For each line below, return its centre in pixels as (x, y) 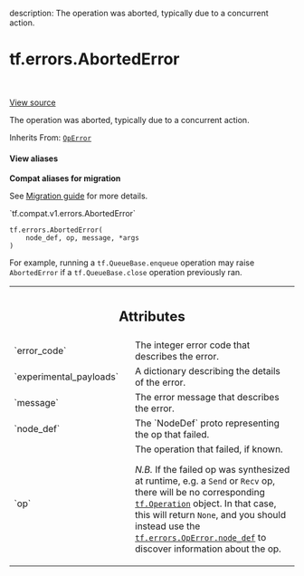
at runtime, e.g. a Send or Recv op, (205, 481)
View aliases (34, 158)
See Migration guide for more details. (79, 196)
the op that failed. (172, 434)
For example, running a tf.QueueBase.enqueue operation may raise (132, 263)
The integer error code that (193, 345)
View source (33, 102)
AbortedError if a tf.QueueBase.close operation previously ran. (126, 273)
